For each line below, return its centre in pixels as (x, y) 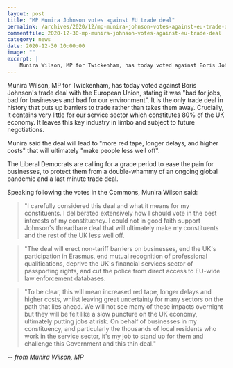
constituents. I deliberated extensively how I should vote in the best (120, 213)
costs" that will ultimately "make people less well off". (84, 150)
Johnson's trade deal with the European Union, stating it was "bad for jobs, (114, 93)
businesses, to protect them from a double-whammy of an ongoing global (113, 171)
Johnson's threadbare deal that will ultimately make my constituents (121, 227)
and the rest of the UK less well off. (74, 235)
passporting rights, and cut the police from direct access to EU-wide (122, 271)
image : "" (21, 53)
